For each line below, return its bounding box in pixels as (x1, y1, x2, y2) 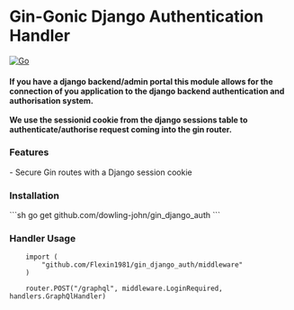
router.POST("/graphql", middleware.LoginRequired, (25, 284, 223, 294)
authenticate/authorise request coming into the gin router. (9, 123, 232, 134)
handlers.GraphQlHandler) (9, 292, 106, 301)
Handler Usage (9, 232, 76, 245)
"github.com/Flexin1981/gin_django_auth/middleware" (41, 260, 244, 269)
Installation (9, 189, 60, 202)
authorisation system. (9, 95, 94, 105)
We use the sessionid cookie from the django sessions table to (9, 114, 248, 125)
